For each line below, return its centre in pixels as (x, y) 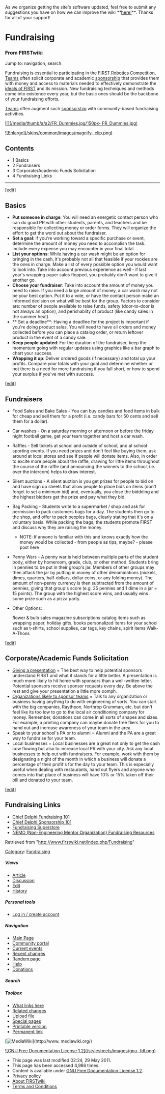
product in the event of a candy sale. (49, 338)
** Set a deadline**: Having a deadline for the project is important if (81, 322)
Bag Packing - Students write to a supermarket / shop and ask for (79, 506)
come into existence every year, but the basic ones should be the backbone (82, 94)
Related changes (29, 1010)
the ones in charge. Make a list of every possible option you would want (85, 265)
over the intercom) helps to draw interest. (54, 472)
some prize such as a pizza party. (46, 598)
